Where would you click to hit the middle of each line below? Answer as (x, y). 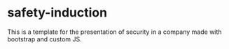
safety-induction (57, 13)
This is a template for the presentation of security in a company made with (114, 32)
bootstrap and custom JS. (44, 39)
